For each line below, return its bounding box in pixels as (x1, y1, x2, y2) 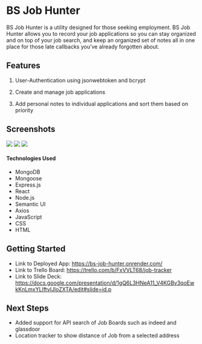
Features (6, 61, 41, 71)
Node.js (15, 194, 35, 201)
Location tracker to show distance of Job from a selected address (15, 332, 180, 339)
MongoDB (15, 168, 41, 176)
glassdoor (15, 325, 41, 333)
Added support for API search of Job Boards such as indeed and (15, 319, 177, 326)
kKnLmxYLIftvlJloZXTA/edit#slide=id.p (15, 285, 112, 293)
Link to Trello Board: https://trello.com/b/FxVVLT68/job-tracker (15, 266, 172, 273)
